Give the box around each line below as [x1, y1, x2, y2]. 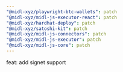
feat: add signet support [6, 58, 66, 66]
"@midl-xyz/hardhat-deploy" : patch [6, 20, 96, 26]
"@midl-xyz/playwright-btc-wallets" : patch [6, 8, 118, 15]
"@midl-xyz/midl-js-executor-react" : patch [6, 14, 118, 20]
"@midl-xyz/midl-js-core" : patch [6, 43, 90, 49]
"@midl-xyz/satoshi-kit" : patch [6, 25, 87, 32]
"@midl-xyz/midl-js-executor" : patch [6, 37, 101, 43]
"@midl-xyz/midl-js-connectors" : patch [6, 31, 107, 37]
